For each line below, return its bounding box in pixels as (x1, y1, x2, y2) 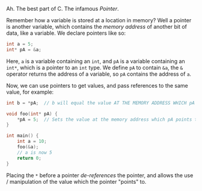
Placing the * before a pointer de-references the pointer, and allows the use (6, 171, 194, 179)
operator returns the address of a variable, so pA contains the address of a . (6, 70, 191, 77)
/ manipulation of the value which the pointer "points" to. (6, 178, 147, 185)
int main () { (6, 133, 39, 139)
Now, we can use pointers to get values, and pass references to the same (6, 82, 188, 89)
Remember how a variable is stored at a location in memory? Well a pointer (6, 17, 192, 23)
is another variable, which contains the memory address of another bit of (6, 23, 188, 30)
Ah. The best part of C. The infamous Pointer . (6, 5, 119, 12)
